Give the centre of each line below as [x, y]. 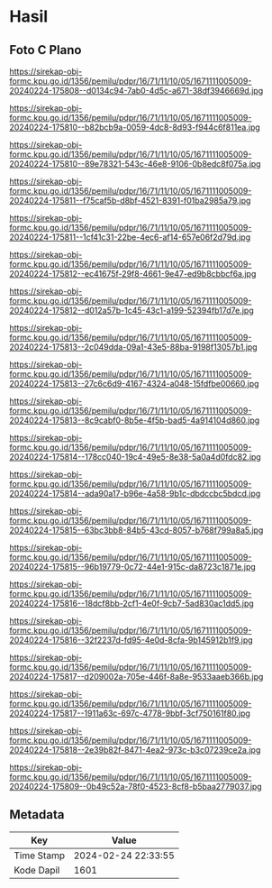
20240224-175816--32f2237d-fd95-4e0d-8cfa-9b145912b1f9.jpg [131, 640]
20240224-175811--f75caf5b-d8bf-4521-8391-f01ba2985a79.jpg [130, 201]
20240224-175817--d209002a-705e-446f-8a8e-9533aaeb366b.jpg [136, 677]
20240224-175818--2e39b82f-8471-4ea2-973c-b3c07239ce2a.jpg [135, 750]
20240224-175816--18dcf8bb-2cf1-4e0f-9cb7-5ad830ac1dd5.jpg [131, 603]
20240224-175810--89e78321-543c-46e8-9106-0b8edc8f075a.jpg [135, 164]
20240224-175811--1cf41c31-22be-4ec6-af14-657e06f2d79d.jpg [130, 237]
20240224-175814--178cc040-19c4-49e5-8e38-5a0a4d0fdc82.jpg [135, 457]
